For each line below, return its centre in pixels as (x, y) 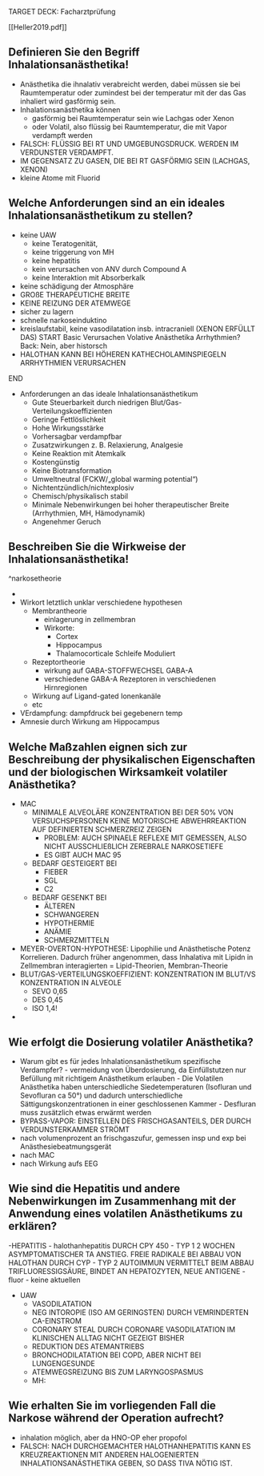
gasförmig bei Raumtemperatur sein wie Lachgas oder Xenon (133, 118)
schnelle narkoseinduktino (63, 320)
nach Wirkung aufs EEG (59, 1164)
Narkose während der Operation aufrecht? (116, 1418)
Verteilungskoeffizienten (72, 410)
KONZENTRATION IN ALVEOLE (71, 983)
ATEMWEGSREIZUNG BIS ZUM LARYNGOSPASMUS (118, 1372)
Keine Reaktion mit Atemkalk (79, 453)
